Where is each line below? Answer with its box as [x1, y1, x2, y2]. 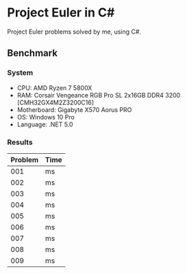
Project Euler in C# [7, 5, 115, 21]
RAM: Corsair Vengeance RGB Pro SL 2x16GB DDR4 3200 [16, 91, 181, 99]
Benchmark [7, 47, 58, 59]
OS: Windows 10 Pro [16, 113, 75, 121]
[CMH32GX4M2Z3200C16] [16, 98, 95, 106]
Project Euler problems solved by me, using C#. [7, 27, 142, 36]
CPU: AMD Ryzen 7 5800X [16, 84, 92, 92]
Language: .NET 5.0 [16, 120, 73, 128]
